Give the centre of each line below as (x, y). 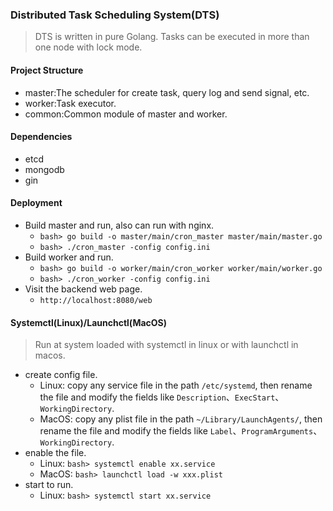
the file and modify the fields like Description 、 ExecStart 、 (162, 397)
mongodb (44, 169)
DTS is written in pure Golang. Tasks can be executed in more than (172, 37)
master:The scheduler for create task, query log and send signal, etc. (167, 92)
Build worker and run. (69, 257)
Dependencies (41, 137)
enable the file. (55, 453)
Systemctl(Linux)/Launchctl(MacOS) (89, 322)
